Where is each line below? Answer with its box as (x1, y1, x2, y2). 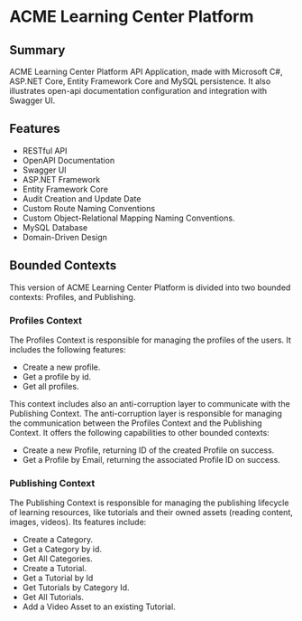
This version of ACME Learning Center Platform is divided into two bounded (9, 282, 291, 293)
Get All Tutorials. (22, 592, 84, 603)
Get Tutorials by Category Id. (22, 582, 130, 593)
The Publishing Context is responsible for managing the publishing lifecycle (9, 497, 289, 508)
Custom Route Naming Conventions (22, 202, 156, 213)
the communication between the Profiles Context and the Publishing (9, 418, 263, 428)
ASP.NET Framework (22, 174, 101, 184)
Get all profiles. (22, 381, 79, 391)
